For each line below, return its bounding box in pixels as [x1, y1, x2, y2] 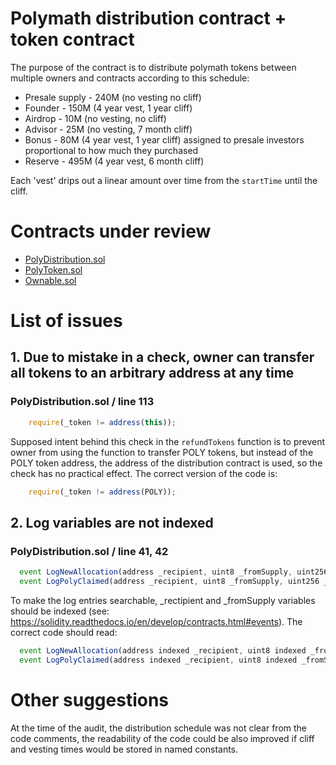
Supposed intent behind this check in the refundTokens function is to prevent [10, 435, 326, 447]
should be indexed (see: [10, 605, 110, 617]
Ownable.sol [24, 274, 77, 286]
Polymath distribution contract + [10, 7, 287, 30]
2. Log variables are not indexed [10, 514, 214, 531]
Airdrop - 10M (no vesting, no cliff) [24, 112, 167, 124]
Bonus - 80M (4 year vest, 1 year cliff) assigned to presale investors [24, 133, 305, 146]
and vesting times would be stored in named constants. [10, 743, 239, 755]
